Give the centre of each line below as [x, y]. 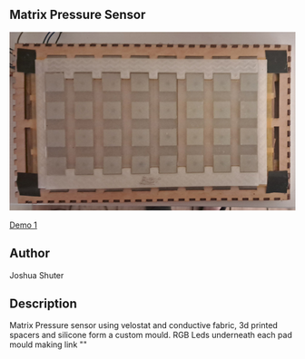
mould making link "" [49, 344]
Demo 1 [24, 225]
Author [30, 253]
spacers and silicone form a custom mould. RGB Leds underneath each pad [151, 335]
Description [43, 304]
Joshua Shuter [37, 275]
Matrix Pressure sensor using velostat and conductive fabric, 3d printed [144, 325]
